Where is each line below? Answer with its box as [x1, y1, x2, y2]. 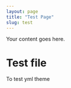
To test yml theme [6, 76, 50, 83]
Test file [6, 56, 47, 69]
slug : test [6, 19, 33, 25]
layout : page [6, 8, 38, 15]
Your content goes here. [6, 36, 65, 43]
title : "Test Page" [6, 14, 54, 20]
